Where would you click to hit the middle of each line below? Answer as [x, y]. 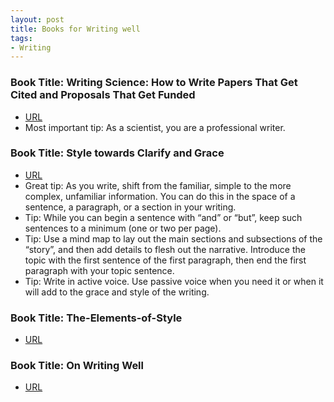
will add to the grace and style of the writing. [117, 292]
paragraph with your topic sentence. [99, 270]
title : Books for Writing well [75, 29]
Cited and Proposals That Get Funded [103, 95]
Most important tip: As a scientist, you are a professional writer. [155, 127]
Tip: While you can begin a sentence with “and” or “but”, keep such [163, 217]
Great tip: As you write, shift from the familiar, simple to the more [158, 185]
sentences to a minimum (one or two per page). [123, 228]
